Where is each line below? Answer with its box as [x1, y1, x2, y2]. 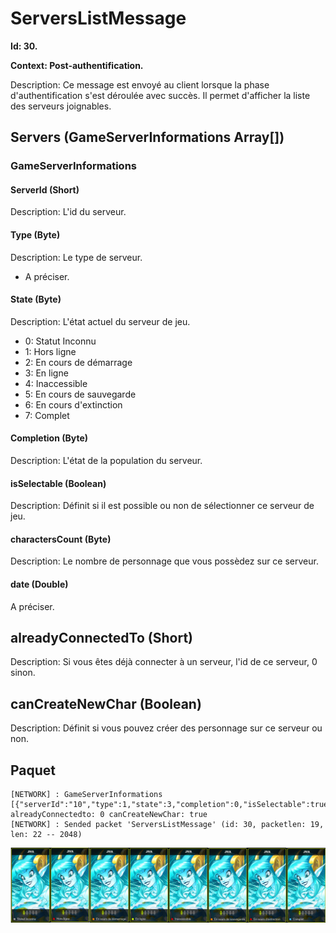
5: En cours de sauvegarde [24, 388, 137, 400]
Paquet [10, 762, 57, 779]
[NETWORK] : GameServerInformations [10, 790, 163, 800]
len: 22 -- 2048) [10, 830, 83, 840]
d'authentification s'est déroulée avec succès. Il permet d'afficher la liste [10, 89, 311, 101]
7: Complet [24, 409, 70, 421]
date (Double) [10, 578, 69, 591]
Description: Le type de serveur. [10, 251, 143, 263]
